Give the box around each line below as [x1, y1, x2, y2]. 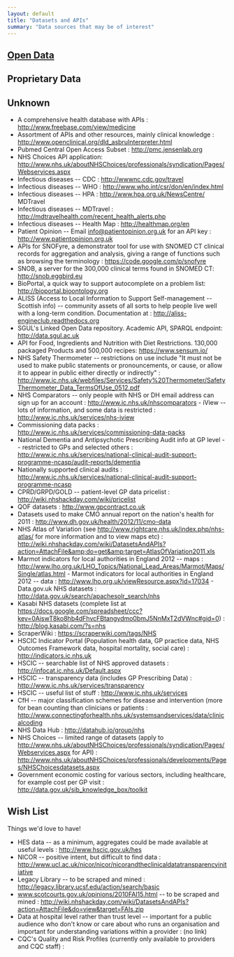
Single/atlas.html [17, 569, 66, 578]
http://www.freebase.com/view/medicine [17, 123, 136, 131]
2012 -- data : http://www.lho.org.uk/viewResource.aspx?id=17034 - [17, 577, 214, 585]
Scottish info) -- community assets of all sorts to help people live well [17, 301, 218, 310]
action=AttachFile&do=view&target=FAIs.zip [17, 904, 145, 913]
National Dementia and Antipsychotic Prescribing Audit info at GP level [17, 435, 221, 443]
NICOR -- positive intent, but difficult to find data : [17, 853, 161, 861]
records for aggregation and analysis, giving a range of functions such [17, 249, 221, 258]
